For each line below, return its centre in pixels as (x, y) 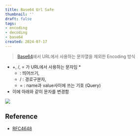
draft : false (18, 19)
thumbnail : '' (20, 14)
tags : (11, 23)
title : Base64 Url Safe (30, 10)
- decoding (16, 33)
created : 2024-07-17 (26, 42)
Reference (21, 117)
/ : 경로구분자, (33, 79)
